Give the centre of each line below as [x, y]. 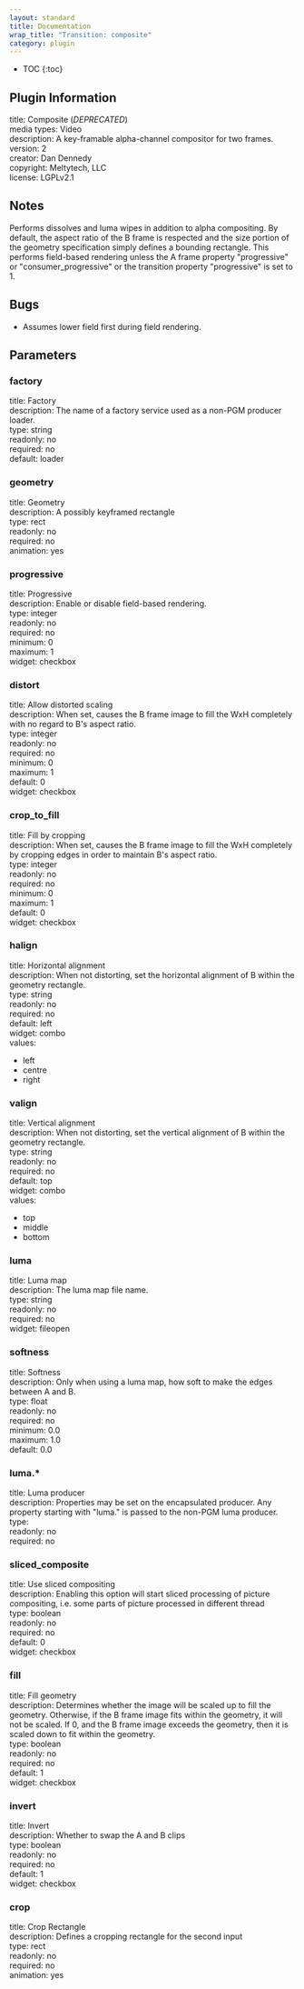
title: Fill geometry [43, 1695]
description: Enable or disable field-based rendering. [108, 603]
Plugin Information [63, 98]
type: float [29, 1401]
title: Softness [35, 1372]
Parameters [43, 355]
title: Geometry [37, 502]
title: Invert [29, 1825]
